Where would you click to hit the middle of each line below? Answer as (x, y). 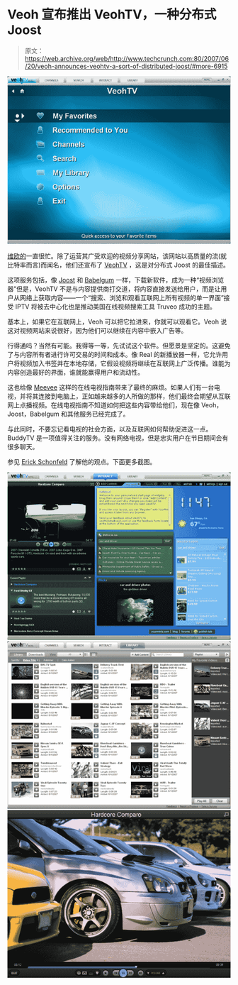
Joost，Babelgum (34, 414)
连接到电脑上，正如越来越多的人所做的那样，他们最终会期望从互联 (134, 396)
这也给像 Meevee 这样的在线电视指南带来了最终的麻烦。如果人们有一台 (111, 387)
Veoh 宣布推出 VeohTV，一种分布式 (112, 15)
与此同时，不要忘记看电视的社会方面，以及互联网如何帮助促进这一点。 (110, 429)
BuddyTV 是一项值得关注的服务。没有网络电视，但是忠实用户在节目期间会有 (118, 438)
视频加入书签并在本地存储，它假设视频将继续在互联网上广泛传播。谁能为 (125, 363)
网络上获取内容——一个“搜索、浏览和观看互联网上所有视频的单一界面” (122, 297)
